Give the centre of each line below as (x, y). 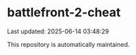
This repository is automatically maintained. (68, 44)
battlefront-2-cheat (64, 13)
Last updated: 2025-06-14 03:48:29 (58, 31)
